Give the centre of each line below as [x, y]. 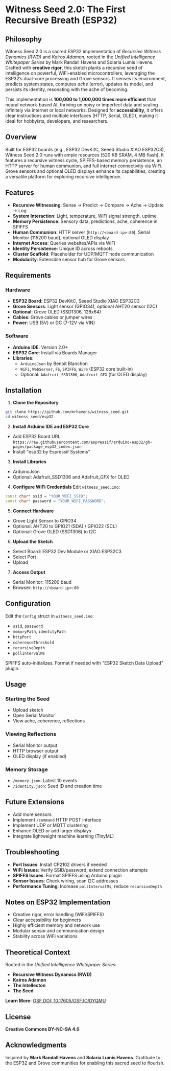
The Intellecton [29, 986]
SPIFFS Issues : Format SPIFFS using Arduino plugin [67, 875]
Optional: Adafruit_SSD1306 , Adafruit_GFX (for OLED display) [83, 374]
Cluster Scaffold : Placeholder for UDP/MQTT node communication [83, 254]
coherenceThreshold [33, 643]
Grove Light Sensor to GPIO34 [44, 520]
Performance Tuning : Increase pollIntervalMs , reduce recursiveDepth [87, 886]
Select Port [25, 557]
